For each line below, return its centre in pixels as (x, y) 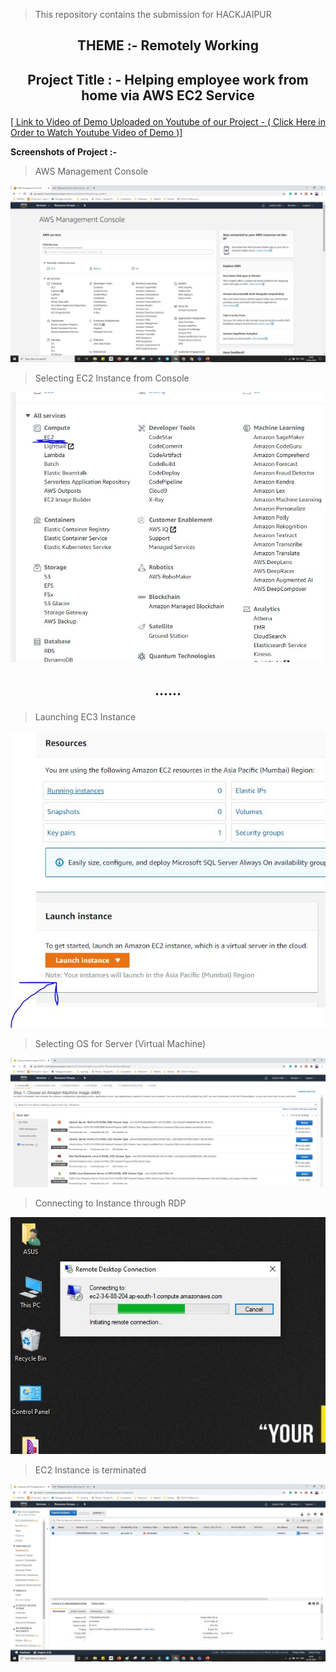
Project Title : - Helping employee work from (168, 79)
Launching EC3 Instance (85, 716)
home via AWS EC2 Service (168, 95)
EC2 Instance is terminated (90, 1470)
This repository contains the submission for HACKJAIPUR (153, 14)
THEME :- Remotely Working (168, 45)
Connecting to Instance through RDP (110, 1203)
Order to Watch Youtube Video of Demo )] (96, 132)
